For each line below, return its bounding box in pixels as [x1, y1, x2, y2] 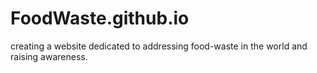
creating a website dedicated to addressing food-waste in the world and [10, 40, 308, 52]
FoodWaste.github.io [10, 7, 190, 30]
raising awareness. [10, 50, 88, 62]
